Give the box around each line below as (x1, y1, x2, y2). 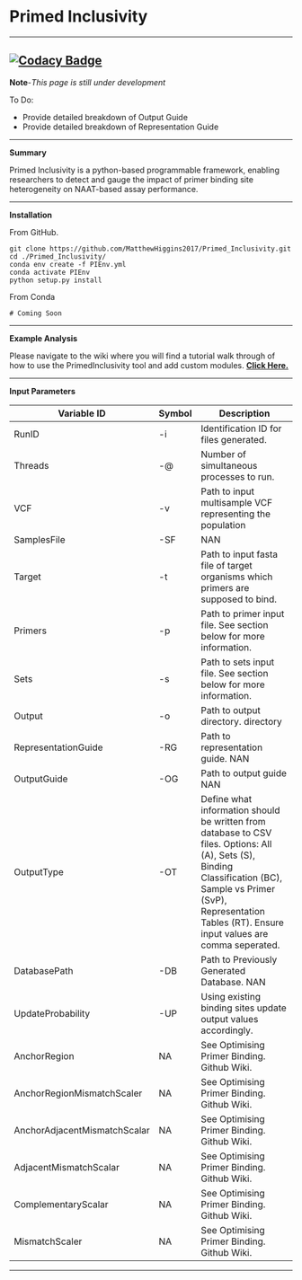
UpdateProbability (13, 1007, 91, 1020)
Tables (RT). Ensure (200, 916, 285, 929)
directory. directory (200, 715, 283, 728)
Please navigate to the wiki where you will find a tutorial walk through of (9, 350, 276, 361)
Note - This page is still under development (9, 76, 166, 87)
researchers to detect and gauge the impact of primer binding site (9, 173, 254, 185)
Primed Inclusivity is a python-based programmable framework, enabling (9, 164, 280, 175)
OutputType (13, 865, 65, 878)
